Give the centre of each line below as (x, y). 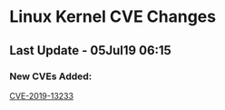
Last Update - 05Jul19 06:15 (91, 50)
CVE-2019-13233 (42, 95)
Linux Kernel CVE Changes (112, 17)
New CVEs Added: (51, 76)
